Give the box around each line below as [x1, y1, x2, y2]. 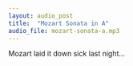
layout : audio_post [8, 11, 74, 20]
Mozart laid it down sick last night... [8, 49, 126, 59]
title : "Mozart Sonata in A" [8, 19, 110, 27]
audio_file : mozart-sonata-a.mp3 [8, 27, 120, 35]
